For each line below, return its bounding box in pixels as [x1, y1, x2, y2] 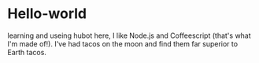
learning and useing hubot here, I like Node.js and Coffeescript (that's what [7, 31, 251, 40]
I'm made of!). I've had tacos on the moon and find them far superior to [7, 39, 238, 48]
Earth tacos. [7, 47, 46, 57]
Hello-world [7, 5, 87, 23]
